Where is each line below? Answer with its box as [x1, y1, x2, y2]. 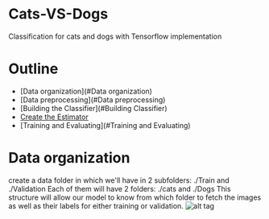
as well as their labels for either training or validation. [8, 200, 184, 210]
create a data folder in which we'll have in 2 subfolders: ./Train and [8, 175, 230, 185]
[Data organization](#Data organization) [19, 86, 153, 96]
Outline [8, 60, 59, 78]
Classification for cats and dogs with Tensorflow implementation [8, 31, 222, 41]
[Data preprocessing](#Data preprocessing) [19, 94, 166, 105]
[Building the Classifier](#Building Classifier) [19, 103, 168, 113]
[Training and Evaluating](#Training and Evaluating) [19, 120, 191, 130]
